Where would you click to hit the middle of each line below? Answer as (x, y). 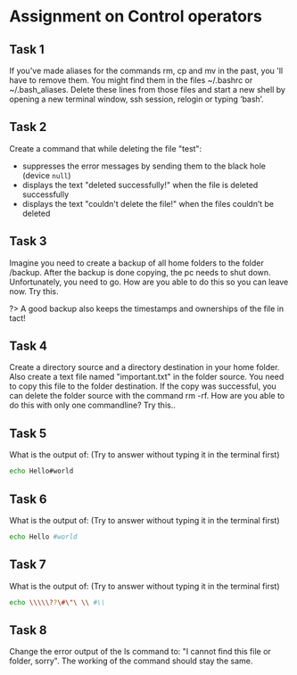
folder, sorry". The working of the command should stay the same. (131, 661)
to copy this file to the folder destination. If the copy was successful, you (143, 386)
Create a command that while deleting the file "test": (106, 148)
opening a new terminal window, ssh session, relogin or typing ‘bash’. (136, 99)
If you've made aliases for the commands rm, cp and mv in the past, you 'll (146, 70)
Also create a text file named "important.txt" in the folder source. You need (147, 377)
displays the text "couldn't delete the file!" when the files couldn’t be (148, 203)
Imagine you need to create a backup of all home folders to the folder (137, 263)
